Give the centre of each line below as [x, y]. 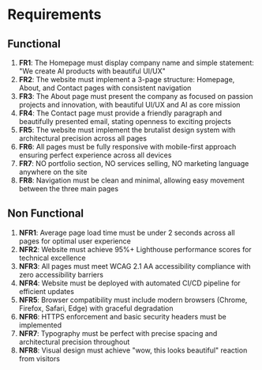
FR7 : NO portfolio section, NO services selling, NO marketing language [134, 163]
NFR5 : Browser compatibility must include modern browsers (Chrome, [133, 300]
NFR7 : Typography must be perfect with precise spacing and [118, 333]
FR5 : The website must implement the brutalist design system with [127, 130]
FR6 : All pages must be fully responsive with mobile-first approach [127, 147]
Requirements [54, 15]
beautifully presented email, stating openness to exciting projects [125, 121]
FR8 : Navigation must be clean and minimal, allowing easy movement [132, 180]
